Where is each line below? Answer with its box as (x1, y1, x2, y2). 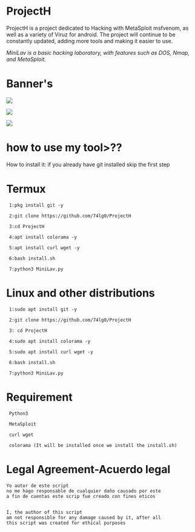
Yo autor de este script (6, 482, 69, 489)
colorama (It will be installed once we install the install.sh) (8, 442, 177, 448)
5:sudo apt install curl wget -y (8, 348, 94, 355)
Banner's (6, 77, 53, 91)
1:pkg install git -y (8, 202, 64, 208)
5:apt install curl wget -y (8, 244, 80, 250)
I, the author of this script (6, 509, 83, 515)
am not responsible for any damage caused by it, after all (6, 514, 162, 520)
